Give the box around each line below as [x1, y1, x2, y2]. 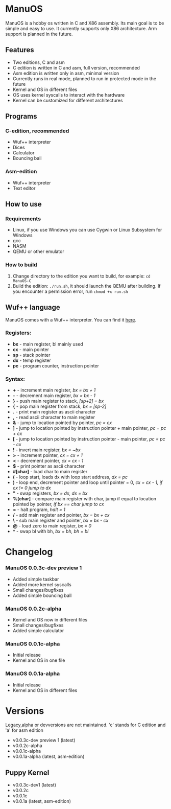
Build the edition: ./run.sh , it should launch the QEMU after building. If [12, 283, 161, 289]
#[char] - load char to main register [12, 469, 88, 475]
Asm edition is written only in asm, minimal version [12, 70, 119, 76]
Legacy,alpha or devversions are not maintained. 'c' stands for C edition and [5, 722, 166, 728]
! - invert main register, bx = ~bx [12, 447, 81, 453]
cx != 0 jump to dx [12, 485, 51, 491]
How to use [5, 200, 42, 209]
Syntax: [5, 375, 26, 382]
